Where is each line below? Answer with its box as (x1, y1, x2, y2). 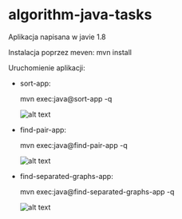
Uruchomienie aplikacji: (8, 62, 85, 73)
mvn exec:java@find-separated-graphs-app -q (19, 186, 175, 197)
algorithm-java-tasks (8, 6, 152, 24)
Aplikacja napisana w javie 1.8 (8, 32, 106, 42)
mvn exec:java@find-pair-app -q (19, 140, 128, 149)
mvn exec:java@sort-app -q (19, 94, 113, 103)
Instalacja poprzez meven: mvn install (8, 47, 132, 57)
